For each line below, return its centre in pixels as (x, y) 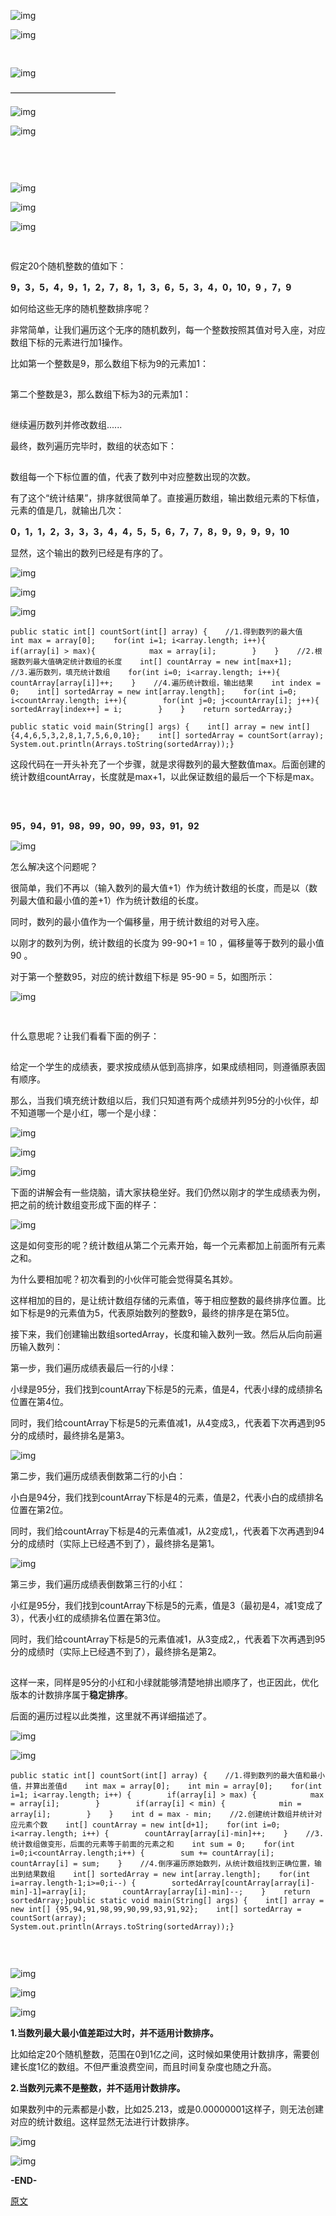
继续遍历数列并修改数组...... (66, 424)
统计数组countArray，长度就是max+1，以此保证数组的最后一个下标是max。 (165, 776)
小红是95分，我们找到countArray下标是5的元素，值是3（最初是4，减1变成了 (167, 1605)
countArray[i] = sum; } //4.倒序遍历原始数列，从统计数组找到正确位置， (162, 1864)
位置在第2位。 (39, 1509)
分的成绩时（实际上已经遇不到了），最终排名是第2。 (116, 1651)
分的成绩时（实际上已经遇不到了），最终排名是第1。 (115, 1543)
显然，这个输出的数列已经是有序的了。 (89, 553)
